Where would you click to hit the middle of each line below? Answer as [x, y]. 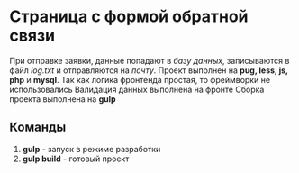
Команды [38, 127]
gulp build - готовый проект [76, 159]
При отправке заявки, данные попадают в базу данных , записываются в [149, 60]
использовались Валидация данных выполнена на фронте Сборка [137, 89]
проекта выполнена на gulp [63, 99]
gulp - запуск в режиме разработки [91, 149]
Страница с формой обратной [129, 17]
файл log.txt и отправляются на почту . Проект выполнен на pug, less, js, [149, 70]
